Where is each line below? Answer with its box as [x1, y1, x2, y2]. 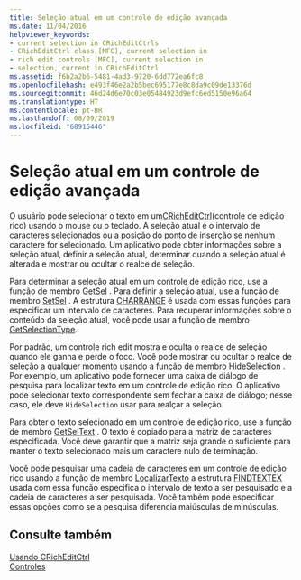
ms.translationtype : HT [9, 97, 99, 107]
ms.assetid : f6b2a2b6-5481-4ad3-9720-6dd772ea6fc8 [9, 72, 204, 81]
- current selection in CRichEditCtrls [9, 38, 160, 48]
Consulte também [9, 528, 113, 543]
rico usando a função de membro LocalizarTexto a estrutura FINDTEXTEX [9, 472, 282, 483]
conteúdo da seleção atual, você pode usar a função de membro [9, 313, 250, 325]
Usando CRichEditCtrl [9, 551, 90, 562]
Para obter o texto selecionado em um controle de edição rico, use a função [9, 416, 292, 427]
